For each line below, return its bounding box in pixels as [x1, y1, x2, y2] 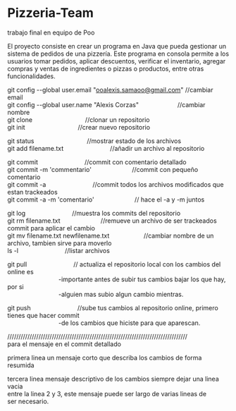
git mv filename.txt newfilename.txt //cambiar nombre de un [7, 231, 214, 240]
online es [7, 267, 34, 276]
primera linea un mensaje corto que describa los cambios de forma [7, 353, 202, 362]
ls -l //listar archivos [7, 246, 111, 254]
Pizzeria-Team [7, 5, 94, 21]
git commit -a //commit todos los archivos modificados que [7, 180, 224, 188]
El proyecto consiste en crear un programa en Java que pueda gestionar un [7, 42, 227, 50]
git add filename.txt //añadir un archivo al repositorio [7, 144, 205, 152]
